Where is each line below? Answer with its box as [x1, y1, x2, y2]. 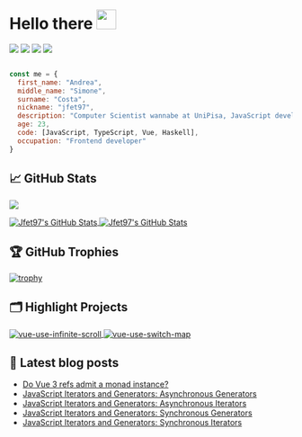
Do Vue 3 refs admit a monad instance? [22, 379, 169, 390]
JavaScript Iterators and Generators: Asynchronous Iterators [22, 398, 247, 409]
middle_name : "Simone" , [17, 86, 106, 95]
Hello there [9, 13, 93, 34]
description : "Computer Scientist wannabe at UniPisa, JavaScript [17, 111, 271, 120]
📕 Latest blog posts [9, 355, 120, 370]
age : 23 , [17, 120, 50, 129]
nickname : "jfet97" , [17, 103, 94, 112]
